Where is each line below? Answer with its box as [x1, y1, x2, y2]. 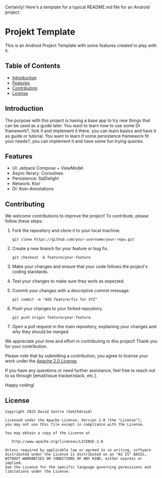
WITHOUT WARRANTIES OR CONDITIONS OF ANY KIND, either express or [5, 456, 143, 461]
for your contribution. [5, 343, 48, 349]
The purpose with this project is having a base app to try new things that [5, 117, 150, 123]
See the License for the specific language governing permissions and [5, 465, 151, 470]
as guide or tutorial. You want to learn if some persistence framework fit [5, 133, 149, 139]
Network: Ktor [12, 180, 40, 187]
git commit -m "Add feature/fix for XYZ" [12, 297, 97, 302]
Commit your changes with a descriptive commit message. [12, 288, 130, 294]
